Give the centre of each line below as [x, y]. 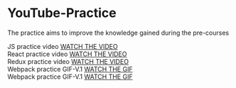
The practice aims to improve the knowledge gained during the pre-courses [118, 33]
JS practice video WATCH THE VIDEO [63, 46]
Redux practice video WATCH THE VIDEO [68, 61]
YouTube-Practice [62, 13]
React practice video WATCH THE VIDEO [67, 54]
